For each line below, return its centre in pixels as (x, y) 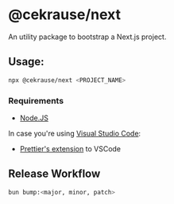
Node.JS (34, 118)
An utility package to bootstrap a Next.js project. (87, 37)
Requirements (36, 100)
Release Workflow (54, 174)
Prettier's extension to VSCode (70, 148)
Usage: (27, 62)
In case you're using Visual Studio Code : (75, 133)
